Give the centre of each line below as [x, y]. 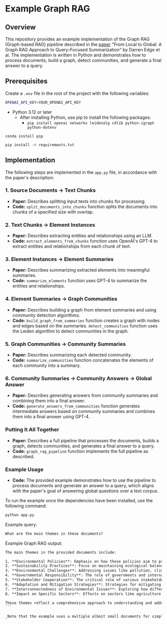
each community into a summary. [46, 365]
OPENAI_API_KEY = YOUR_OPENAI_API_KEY [43, 102]
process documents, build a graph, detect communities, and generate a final [83, 60]
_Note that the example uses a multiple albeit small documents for [78, 617]
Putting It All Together [32, 430]
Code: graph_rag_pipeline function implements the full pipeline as [80, 451]
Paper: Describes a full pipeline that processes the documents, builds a [85, 440]
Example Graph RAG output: [34, 543]
